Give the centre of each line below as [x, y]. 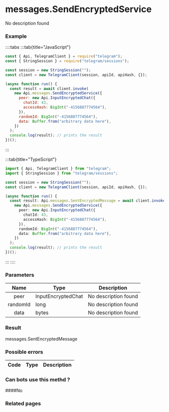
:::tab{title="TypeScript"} [31, 159]
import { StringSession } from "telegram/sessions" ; [62, 173]
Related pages [23, 403]
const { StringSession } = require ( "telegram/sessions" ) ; [67, 61]
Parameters [20, 275]
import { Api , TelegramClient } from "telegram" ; [58, 169]
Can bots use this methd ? [38, 379]
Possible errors [24, 352]
